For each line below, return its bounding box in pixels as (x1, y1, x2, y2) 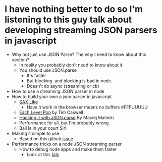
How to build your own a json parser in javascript (11, 93, 112, 100)
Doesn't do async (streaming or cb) (26, 83, 100, 89)
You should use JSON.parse (19, 67, 77, 73)
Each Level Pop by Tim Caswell (19, 109, 84, 115)
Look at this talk (26, 151, 59, 157)
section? (11, 56, 30, 62)
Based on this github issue (19, 135, 74, 142)
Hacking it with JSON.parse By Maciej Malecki (19, 114, 114, 120)
